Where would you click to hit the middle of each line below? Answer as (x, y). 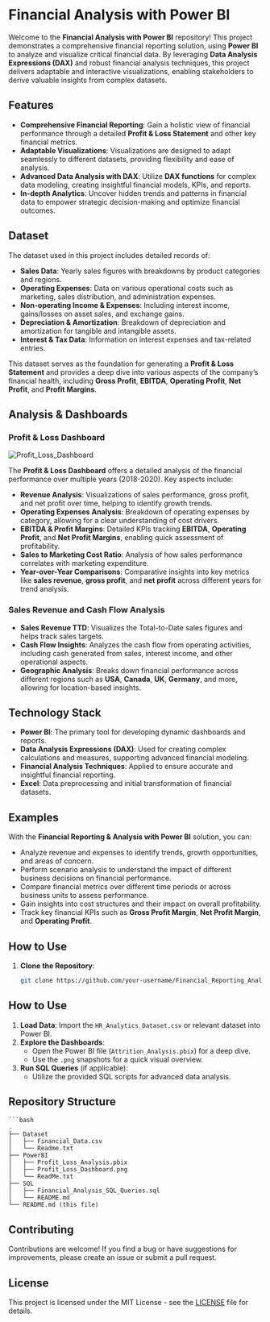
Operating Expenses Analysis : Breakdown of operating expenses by (135, 512)
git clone (37, 980)
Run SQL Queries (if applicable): (74, 1068)
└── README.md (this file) (54, 1205)
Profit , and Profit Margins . (52, 389)
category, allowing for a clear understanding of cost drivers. (120, 521)
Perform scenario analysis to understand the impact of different (126, 870)
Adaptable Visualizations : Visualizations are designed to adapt (125, 150)
